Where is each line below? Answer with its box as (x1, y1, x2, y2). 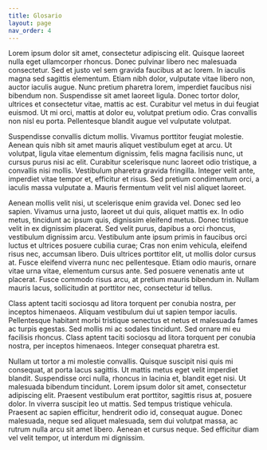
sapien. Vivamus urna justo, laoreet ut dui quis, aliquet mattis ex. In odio (8, 207, 245, 217)
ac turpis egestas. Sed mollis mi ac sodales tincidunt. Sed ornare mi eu (8, 325, 241, 334)
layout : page (8, 19, 52, 27)
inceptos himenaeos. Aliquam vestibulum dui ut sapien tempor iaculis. (8, 307, 238, 317)
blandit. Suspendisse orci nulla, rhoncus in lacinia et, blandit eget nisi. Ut (8, 373, 246, 384)
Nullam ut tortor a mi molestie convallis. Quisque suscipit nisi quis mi (8, 356, 234, 366)
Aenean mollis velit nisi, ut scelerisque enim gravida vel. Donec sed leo (8, 198, 241, 208)
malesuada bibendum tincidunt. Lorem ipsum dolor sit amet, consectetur (8, 382, 247, 392)
